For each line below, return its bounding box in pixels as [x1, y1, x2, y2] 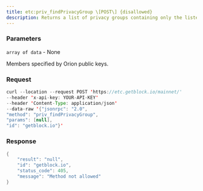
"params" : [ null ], [6, 117, 53, 123]
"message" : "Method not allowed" [17, 173, 101, 179]
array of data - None [6, 48, 60, 55]
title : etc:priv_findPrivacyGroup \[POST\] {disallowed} [6, 8, 153, 15]
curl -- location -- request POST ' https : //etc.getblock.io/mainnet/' [6, 89, 182, 95]
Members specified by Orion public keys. [6, 60, 109, 67]
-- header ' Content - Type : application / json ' [6, 100, 118, 106]
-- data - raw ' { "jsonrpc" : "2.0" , [6, 106, 88, 112]
